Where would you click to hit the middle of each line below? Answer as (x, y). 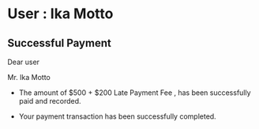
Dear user (24, 62)
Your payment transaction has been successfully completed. (117, 116)
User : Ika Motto (60, 14)
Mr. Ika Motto (29, 77)
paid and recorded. (50, 101)
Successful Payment (59, 43)
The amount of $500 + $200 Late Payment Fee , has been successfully (135, 93)
